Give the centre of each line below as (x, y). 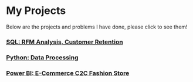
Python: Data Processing (42, 58)
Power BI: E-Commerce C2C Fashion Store (68, 73)
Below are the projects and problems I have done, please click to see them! (97, 27)
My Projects (36, 11)
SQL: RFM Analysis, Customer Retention (65, 42)
